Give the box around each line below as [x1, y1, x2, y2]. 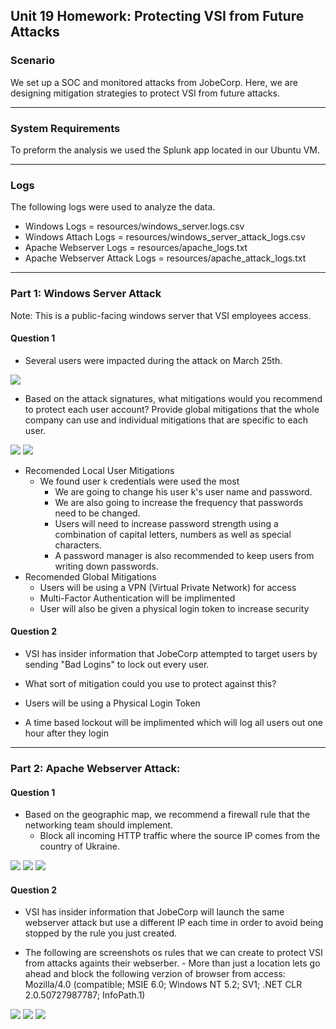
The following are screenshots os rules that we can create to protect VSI [24, 947, 323, 959]
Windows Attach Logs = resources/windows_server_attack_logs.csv [24, 231, 306, 243]
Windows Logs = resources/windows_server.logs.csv [24, 220, 245, 233]
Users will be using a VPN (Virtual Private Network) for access [39, 581, 297, 593]
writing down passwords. [54, 560, 159, 572]
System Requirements [10, 121, 121, 135]
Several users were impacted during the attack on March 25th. [24, 354, 283, 366]
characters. [54, 539, 102, 551]
